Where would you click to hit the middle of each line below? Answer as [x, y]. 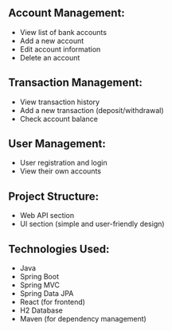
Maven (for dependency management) [83, 319]
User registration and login [63, 163]
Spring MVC [40, 285]
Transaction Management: [76, 83]
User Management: [57, 144]
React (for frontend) [53, 302]
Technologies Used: [59, 249]
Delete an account [50, 57]
